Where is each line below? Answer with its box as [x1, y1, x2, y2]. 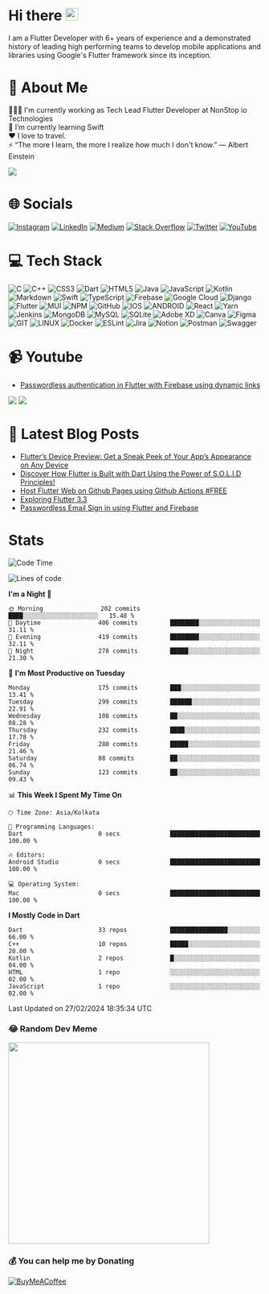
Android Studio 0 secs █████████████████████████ [8, 857, 261, 866]
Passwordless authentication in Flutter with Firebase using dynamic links [19, 379, 261, 389]
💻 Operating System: [8, 880, 80, 888]
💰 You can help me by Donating [8, 1255, 135, 1267]
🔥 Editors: [8, 851, 46, 859]
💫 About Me [8, 79, 88, 97]
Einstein [8, 151, 35, 161]
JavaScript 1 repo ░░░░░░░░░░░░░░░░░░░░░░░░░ [8, 982, 261, 990]
